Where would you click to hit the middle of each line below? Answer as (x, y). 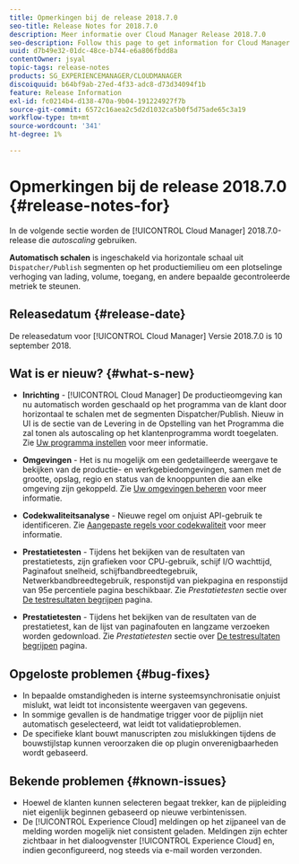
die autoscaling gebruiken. (88, 240)
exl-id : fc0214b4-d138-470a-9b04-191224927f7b (98, 101)
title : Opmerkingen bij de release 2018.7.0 (94, 17)
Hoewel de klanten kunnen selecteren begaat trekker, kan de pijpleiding (154, 803)
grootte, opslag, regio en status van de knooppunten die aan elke (142, 479)
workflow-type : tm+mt (50, 118)
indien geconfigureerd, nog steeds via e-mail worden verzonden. (142, 851)
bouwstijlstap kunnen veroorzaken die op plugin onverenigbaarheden (150, 743)
